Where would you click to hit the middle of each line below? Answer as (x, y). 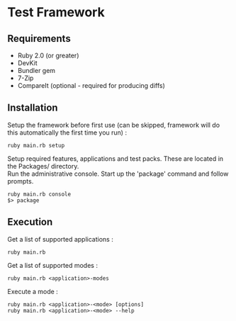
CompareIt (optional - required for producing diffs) (91, 85)
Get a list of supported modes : (52, 265)
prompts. (21, 181)
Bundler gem (36, 71)
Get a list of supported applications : (60, 239)
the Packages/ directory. (43, 166)
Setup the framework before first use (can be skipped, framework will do (114, 125)
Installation (33, 108)
